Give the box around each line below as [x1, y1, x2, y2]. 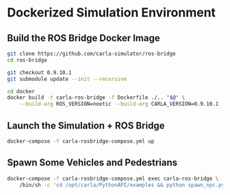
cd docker [7, 88, 36, 95]
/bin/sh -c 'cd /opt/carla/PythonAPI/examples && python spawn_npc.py [19, 181, 225, 188]
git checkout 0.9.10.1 [7, 69, 72, 76]
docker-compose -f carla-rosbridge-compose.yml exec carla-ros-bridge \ [7, 175, 219, 182]
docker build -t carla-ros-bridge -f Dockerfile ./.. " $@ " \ [7, 94, 186, 101]
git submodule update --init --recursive [7, 76, 127, 82]
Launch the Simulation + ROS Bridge [7, 119, 165, 131]
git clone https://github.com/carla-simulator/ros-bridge [7, 50, 176, 57]
